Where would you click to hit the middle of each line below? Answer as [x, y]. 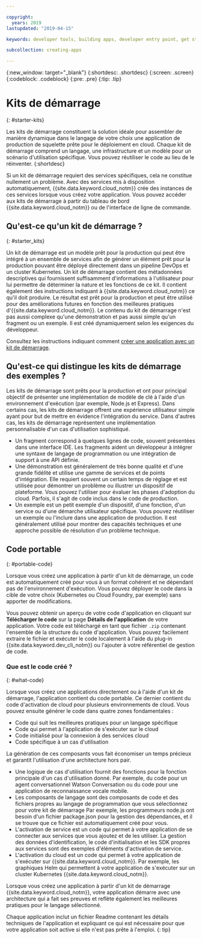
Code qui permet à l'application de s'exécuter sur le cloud [87, 729]
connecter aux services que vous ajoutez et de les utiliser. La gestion [100, 835]
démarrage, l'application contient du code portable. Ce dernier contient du [99, 698]
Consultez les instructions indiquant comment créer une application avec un [100, 341]
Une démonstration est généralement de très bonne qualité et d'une [99, 466]
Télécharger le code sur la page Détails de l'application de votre [87, 619]
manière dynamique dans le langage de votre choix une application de [93, 138]
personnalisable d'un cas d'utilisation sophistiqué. [68, 429]
